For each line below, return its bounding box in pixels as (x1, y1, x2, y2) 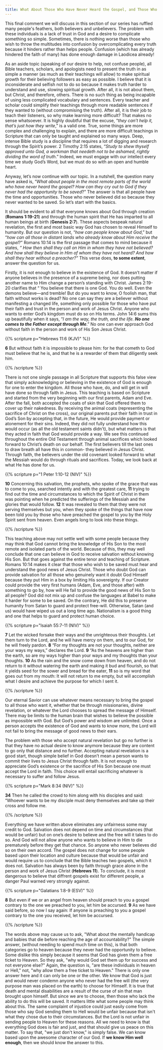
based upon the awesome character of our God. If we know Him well (5, 1034, 143, 1040)
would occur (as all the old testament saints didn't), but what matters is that (5, 426, 156, 432)
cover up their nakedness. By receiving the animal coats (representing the (5, 405, 153, 411)
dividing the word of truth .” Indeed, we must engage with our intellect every (5, 153, 156, 159)
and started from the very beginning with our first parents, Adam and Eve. (5, 395, 153, 400)
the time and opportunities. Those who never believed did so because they (5, 194, 155, 200)
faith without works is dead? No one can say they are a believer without (5, 295, 148, 301)
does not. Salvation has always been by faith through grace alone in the (5, 863, 148, 868)
